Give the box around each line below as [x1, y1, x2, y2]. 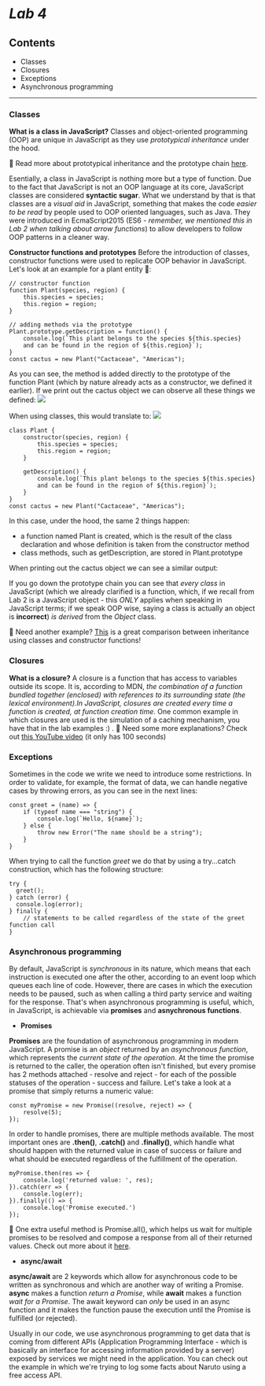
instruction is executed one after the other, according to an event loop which [9, 972, 256, 982]
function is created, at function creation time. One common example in [9, 706, 238, 716]
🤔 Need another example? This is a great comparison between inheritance [9, 627, 250, 637]
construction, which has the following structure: [9, 864, 164, 874]
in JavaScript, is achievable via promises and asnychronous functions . [9, 1006, 242, 1016]
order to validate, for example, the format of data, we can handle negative [9, 777, 248, 787]
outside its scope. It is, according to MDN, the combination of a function [9, 681, 243, 691]
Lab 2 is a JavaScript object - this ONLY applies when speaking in [9, 595, 223, 605]
